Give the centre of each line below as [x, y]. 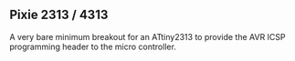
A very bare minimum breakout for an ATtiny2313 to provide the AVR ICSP [147, 36]
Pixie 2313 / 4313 [59, 15]
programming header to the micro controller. [93, 46]
